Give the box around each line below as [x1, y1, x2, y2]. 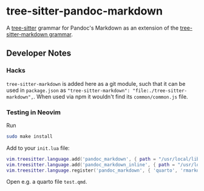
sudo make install [6, 133, 53, 140]
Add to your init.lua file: [6, 144, 70, 152]
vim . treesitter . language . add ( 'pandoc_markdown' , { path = [6, 156, 156, 162]
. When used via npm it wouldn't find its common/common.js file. [33, 92, 188, 100]
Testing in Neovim [6, 108, 61, 116]
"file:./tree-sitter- [132, 88, 187, 94]
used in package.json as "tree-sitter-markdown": [6, 86, 131, 94]
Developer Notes [6, 48, 72, 59]
